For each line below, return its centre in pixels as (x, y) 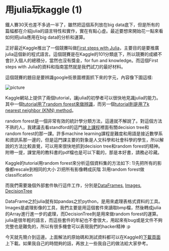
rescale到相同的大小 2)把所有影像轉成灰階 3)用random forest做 (79, 169)
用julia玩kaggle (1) (44, 10)
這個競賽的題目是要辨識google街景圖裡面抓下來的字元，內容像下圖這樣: (79, 77)
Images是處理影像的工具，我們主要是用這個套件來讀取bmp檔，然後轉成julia (83, 207)
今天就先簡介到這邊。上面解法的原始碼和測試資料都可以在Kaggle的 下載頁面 (83, 237)
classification (19, 175)
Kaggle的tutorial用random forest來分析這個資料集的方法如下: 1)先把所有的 (81, 163)
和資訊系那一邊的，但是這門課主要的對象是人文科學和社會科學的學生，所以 (82, 140)
